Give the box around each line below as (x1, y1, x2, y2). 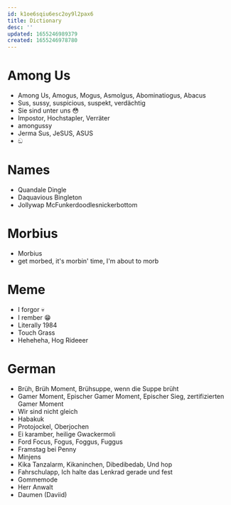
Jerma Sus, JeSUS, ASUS (17, 129, 94, 137)
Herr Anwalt (17, 482, 53, 491)
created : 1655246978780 (7, 37, 78, 44)
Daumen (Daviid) (17, 490, 68, 499)
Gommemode (17, 475, 58, 484)
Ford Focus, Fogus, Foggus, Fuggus (17, 437, 123, 446)
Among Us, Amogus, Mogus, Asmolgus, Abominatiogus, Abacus (17, 91, 206, 100)
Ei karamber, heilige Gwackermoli (17, 429, 116, 438)
